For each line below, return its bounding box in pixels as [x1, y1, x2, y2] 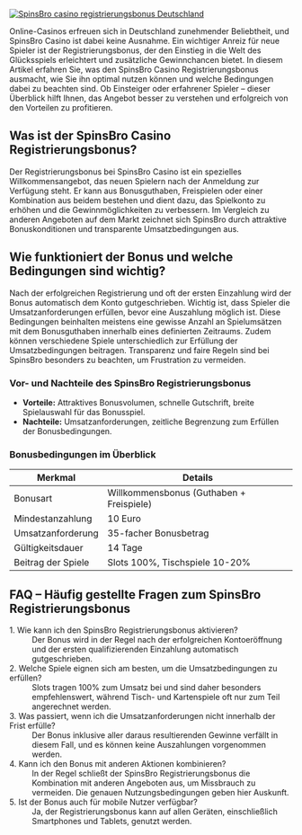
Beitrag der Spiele [13, 556, 90, 569]
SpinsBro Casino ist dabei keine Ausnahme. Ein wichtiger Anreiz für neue [9, 36, 280, 46]
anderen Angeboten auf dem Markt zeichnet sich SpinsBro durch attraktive [9, 214, 288, 225]
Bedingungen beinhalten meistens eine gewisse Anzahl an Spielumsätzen [9, 315, 282, 327]
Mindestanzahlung [13, 512, 93, 525]
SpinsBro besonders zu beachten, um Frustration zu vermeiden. [9, 354, 246, 365]
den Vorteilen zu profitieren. [9, 102, 113, 112]
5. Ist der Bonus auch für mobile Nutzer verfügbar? [9, 796, 198, 808]
